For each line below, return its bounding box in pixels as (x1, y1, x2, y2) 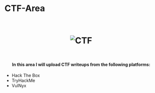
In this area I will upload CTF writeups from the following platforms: (12, 61, 151, 67)
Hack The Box (11, 72, 40, 78)
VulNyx (11, 82, 27, 88)
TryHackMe (11, 78, 35, 83)
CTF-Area (4, 3, 45, 14)
